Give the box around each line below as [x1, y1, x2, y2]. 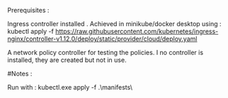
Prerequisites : [7, 6, 50, 14]
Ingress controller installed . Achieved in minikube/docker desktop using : [7, 20, 222, 27]
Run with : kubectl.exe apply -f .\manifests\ [7, 83, 133, 91]
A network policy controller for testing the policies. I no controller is [7, 49, 204, 56]
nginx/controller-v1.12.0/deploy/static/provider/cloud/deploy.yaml [7, 35, 198, 43]
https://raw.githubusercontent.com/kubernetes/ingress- [55, 27, 219, 35]
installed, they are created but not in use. [7, 56, 127, 64]
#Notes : [7, 70, 33, 78]
